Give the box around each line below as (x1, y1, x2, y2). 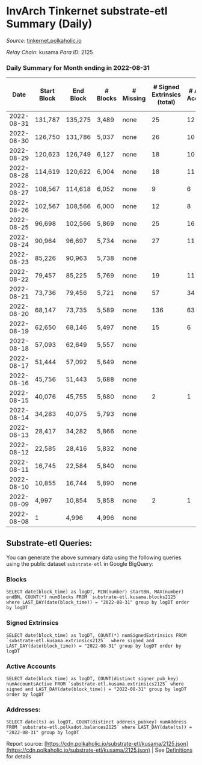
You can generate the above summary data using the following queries (6, 554, 182, 561)
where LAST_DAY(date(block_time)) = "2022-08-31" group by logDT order (6, 599, 189, 605)
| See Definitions (151, 746, 193, 754)
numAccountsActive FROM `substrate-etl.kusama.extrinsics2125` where (6, 681, 185, 687)
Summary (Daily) (6, 17, 93, 31)
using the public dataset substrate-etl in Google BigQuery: (6, 560, 154, 568)
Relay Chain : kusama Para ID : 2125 (6, 48, 93, 55)
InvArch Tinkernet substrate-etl (6, 4, 168, 18)
